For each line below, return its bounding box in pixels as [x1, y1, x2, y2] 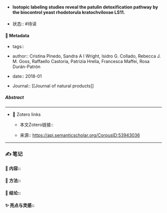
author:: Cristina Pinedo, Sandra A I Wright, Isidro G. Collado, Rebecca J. [12, 53, 161, 59]
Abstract [5, 94, 24, 100]
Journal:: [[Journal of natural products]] [12, 83, 94, 89]
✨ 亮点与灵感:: [5, 202, 35, 208]
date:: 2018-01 [12, 73, 42, 79]
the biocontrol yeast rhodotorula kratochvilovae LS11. [12, 9, 125, 15]
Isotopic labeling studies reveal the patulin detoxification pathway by [12, 4, 159, 10]
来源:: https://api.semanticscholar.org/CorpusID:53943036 [19, 132, 140, 139]
